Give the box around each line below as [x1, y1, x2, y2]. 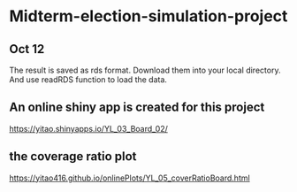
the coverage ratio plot [9, 149, 137, 165]
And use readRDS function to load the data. [9, 74, 168, 85]
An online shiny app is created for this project [9, 100, 265, 115]
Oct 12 [9, 42, 45, 57]
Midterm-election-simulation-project [9, 6, 288, 27]
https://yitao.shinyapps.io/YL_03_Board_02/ [9, 123, 168, 134]
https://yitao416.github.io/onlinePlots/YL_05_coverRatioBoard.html [9, 173, 250, 183]
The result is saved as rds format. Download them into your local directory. [9, 65, 281, 75]
